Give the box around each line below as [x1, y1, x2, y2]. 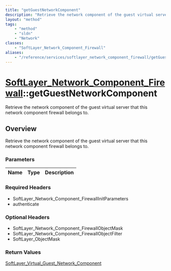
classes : [5, 41, 24, 46]
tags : [5, 21, 17, 27]
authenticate [12, 201, 39, 207]
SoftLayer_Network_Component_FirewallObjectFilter [12, 231, 123, 237]
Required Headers [5, 184, 51, 191]
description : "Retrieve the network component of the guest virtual [5, 12, 154, 17]
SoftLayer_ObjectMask [12, 236, 60, 242]
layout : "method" [5, 17, 42, 22]
